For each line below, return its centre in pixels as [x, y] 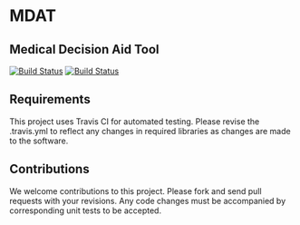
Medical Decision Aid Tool [84, 49]
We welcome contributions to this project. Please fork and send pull [135, 191]
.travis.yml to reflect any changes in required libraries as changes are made [150, 131]
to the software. [39, 141]
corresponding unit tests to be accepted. [85, 210]
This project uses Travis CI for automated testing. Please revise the [135, 121]
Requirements [50, 99]
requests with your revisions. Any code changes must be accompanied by [148, 201]
